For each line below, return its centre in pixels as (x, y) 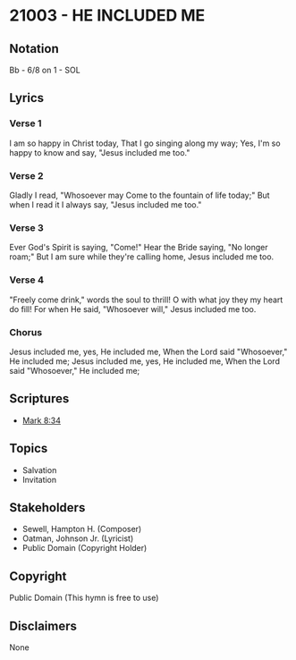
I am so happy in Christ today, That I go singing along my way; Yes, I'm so (145, 143)
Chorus (26, 332)
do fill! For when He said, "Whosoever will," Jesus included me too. (133, 309)
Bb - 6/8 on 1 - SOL (45, 70)
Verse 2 (26, 175)
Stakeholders (47, 508)
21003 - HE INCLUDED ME (107, 16)
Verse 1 (25, 123)
